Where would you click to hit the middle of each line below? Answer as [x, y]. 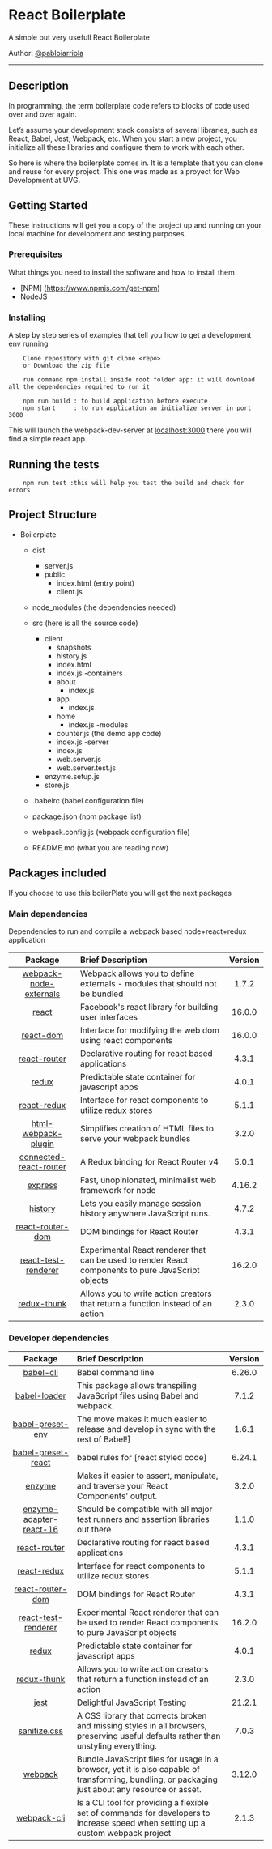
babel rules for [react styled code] [142, 1458]
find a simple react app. [48, 439]
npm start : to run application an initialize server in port [137, 408]
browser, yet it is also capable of [138, 1770]
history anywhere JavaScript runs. [145, 1213]
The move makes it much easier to [142, 1419]
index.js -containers [89, 673]
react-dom [42, 1035]
